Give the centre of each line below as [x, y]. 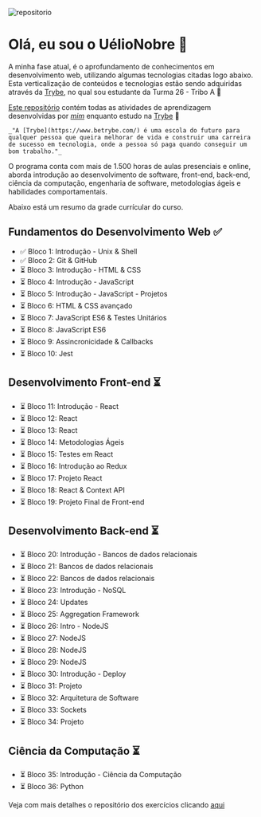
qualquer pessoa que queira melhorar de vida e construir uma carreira [129, 137]
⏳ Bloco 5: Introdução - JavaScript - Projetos [93, 293]
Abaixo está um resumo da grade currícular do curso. [96, 206]
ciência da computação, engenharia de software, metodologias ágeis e [125, 183]
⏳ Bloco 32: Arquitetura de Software [79, 698]
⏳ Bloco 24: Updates [54, 603]
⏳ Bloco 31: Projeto [51, 686]
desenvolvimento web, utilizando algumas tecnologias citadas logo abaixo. [130, 75]
